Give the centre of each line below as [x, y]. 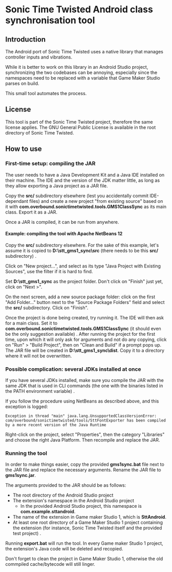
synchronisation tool [50, 20]
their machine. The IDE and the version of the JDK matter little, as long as [83, 180]
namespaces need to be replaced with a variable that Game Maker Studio [83, 78]
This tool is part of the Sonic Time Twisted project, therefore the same [79, 122]
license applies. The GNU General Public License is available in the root [81, 127]
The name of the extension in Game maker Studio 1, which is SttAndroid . [90, 517]
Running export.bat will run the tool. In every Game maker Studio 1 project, [84, 543]
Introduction [26, 39]
